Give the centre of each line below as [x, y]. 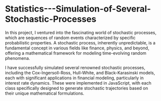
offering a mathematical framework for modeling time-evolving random [76, 53]
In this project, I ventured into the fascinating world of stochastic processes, [81, 32]
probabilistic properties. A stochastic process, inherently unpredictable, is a [80, 43]
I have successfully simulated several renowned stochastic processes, [75, 67]
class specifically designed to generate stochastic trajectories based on [77, 88]
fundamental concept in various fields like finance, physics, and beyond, [77, 48]
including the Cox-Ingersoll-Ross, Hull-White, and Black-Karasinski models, [80, 72]
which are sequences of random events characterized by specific [70, 38]
